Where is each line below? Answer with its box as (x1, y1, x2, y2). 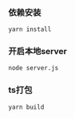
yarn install (8, 25, 52, 33)
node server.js (8, 64, 59, 72)
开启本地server (8, 46, 68, 57)
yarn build (8, 103, 45, 111)
